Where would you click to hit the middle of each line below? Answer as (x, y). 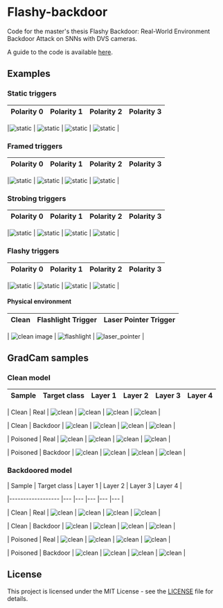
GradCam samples (48, 358)
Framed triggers (35, 146)
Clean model (29, 378)
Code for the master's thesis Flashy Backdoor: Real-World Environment (109, 31)
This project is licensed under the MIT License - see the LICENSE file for (110, 591)
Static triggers (32, 93)
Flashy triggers (33, 251)
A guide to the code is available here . (60, 52)
